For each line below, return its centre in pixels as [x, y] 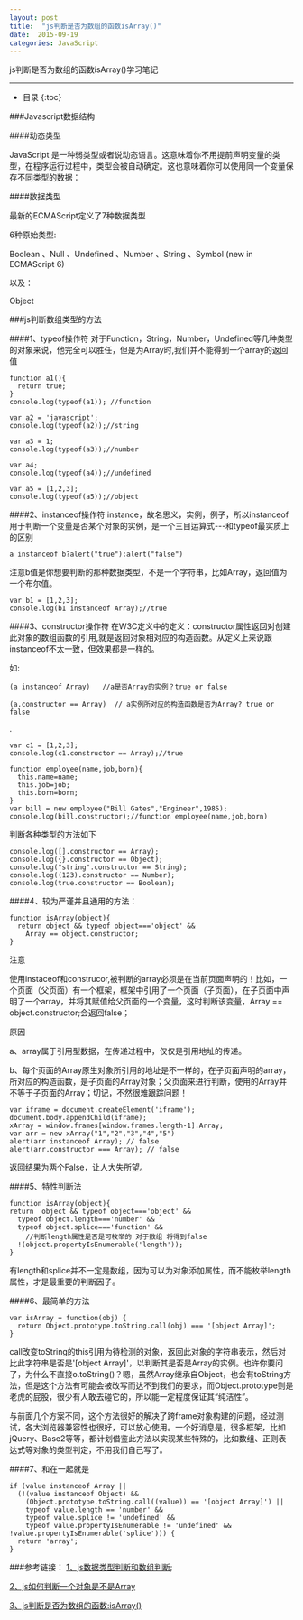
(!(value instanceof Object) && [78, 1495]
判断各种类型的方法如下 [53, 835]
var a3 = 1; [32, 442]
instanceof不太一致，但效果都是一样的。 [84, 649]
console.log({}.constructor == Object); [87, 860]
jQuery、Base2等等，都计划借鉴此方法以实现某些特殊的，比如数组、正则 [144, 1439]
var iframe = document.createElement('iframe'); [102, 1110]
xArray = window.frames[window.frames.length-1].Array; [116, 1126]
